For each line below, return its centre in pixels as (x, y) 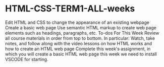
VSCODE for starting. (27, 59)
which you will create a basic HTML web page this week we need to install (81, 54)
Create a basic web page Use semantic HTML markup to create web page (81, 27)
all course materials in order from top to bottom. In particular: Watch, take (80, 38)
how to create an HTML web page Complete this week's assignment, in (78, 49)
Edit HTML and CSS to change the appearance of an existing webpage (77, 22)
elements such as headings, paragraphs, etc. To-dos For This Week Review (82, 33)
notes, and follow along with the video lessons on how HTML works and (79, 43)
